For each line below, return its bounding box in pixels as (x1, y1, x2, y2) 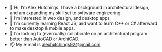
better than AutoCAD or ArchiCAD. (9, 36, 80, 42)
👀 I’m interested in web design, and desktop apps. (9, 15, 111, 21)
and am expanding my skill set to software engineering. (9, 10, 122, 16)
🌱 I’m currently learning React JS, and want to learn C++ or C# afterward (9, 20, 157, 26)
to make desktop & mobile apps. (9, 26, 75, 31)
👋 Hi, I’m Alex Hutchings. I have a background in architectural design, (9, 5, 150, 10)
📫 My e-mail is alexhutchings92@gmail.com (9, 42, 101, 47)
